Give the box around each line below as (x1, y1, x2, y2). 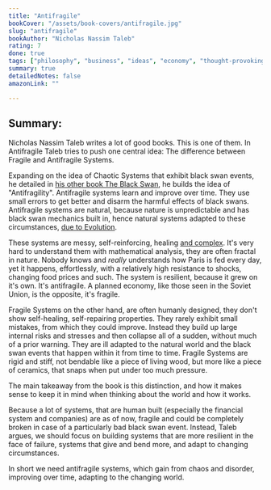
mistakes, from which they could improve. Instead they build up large (8, 323, 238, 332)
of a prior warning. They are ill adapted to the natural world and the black (8, 340, 252, 349)
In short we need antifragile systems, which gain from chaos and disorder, (8, 464, 255, 474)
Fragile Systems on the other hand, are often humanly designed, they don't (8, 305, 257, 315)
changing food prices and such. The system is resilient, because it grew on (8, 272, 258, 282)
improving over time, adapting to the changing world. (8, 472, 185, 482)
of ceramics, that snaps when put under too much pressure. (8, 365, 208, 375)
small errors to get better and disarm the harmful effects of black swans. (8, 196, 250, 206)
